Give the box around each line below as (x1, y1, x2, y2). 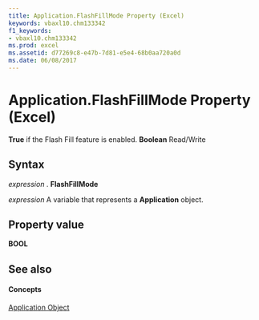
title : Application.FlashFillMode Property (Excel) (8, 11, 184, 20)
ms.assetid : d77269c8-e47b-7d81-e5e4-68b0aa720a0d (8, 49, 181, 57)
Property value (8, 218, 84, 232)
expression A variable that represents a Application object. (8, 194, 204, 205)
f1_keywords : (8, 26, 52, 34)
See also (8, 262, 52, 276)
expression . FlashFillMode (8, 179, 99, 188)
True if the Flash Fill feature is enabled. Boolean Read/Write (8, 134, 206, 144)
